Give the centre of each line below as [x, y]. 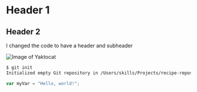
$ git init [19, 68]
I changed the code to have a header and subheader [69, 45]
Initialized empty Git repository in [52, 73]
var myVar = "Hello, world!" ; [43, 83]
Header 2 [23, 32]
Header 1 [28, 10]
